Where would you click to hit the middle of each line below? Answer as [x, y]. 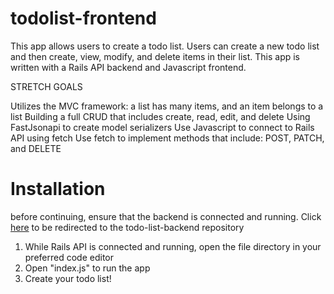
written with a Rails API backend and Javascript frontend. [128, 67]
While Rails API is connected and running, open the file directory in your [173, 246]
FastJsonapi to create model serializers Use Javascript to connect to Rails [162, 127]
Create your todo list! [68, 278]
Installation [58, 189]
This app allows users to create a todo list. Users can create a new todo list [165, 46]
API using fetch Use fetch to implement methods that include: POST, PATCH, [167, 138]
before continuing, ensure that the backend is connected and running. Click [166, 216]
